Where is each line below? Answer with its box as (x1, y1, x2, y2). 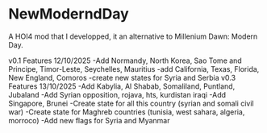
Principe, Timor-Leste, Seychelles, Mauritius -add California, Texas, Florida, (8, 64, 260, 73)
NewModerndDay (8, 5, 129, 23)
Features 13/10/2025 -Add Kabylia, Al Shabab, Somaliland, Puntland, (8, 81, 236, 91)
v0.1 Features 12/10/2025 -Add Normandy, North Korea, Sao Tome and (8, 56, 242, 65)
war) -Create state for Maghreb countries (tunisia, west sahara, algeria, (8, 106, 245, 117)
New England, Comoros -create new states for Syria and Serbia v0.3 (8, 73, 236, 82)
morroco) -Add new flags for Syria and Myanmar (8, 115, 170, 125)
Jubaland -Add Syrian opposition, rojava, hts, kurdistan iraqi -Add (8, 89, 227, 99)
